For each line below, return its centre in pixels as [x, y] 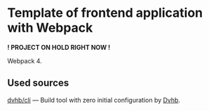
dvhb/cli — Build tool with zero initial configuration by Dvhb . [94, 100]
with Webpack [50, 28]
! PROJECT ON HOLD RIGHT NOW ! [59, 47]
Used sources [38, 83]
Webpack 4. [25, 60]
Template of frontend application [105, 13]
